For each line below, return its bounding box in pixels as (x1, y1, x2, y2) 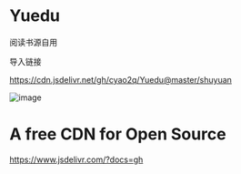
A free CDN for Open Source (9, 124, 226, 145)
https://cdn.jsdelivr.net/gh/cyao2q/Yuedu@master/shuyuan (9, 74, 232, 85)
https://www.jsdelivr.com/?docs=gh (9, 154, 144, 165)
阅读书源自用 (9, 36, 57, 47)
